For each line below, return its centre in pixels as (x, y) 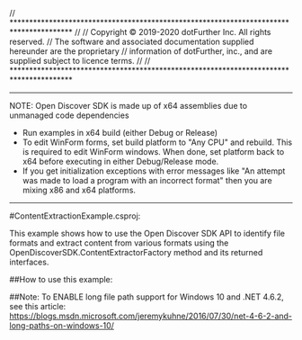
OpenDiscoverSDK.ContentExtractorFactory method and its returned (136, 252)
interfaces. (29, 262)
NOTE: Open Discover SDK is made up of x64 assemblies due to (129, 106)
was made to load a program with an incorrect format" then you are (147, 180)
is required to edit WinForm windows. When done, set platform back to (153, 152)
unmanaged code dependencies (69, 115)
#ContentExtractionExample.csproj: (75, 216)
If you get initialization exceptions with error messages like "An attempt (154, 171)
